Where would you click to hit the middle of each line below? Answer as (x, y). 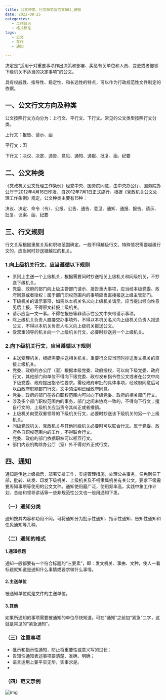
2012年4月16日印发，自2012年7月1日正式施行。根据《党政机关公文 (85, 192)
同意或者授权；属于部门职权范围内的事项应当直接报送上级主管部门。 (86, 295)
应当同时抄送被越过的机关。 (46, 251)
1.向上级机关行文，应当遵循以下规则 (48, 265)
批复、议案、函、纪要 (27, 215)
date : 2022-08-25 (23, 14)
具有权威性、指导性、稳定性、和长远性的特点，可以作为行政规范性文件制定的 (83, 82)
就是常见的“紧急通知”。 (29, 624)
